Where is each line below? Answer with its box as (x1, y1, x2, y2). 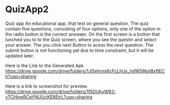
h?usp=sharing (5, 73, 37, 79)
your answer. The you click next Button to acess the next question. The (5, 42, 153, 48)
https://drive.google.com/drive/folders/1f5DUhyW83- (5, 88, 116, 94)
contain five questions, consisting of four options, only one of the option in (5, 25, 161, 31)
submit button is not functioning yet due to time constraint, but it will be (5, 47, 154, 53)
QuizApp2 (5, 4, 49, 15)
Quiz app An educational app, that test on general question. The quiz (5, 20, 149, 26)
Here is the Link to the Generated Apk (5, 62, 84, 68)
